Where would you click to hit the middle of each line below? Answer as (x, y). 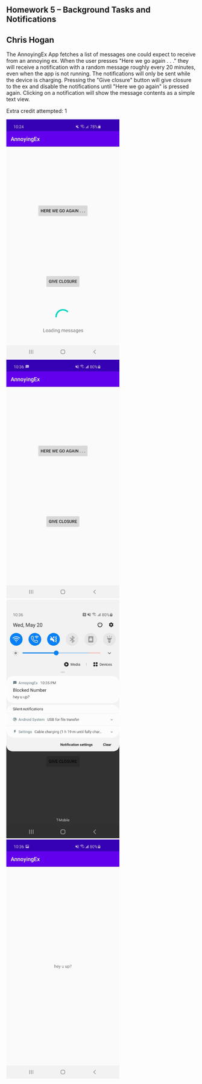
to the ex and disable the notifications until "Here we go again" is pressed (97, 86)
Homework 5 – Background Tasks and (78, 10)
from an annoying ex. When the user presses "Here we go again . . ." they (97, 61)
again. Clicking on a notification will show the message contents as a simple (100, 93)
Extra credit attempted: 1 (37, 111)
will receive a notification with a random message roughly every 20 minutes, (101, 67)
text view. (18, 100)
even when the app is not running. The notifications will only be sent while (98, 74)
